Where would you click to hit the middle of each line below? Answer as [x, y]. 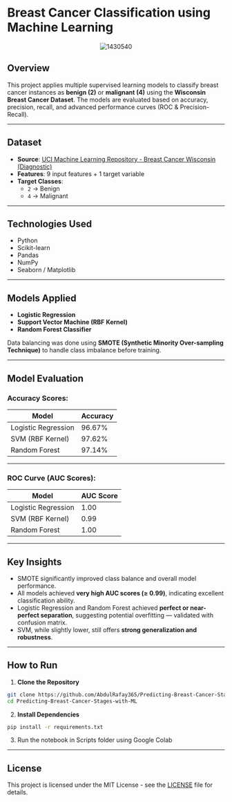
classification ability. [46, 600]
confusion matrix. [42, 622]
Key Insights [35, 562]
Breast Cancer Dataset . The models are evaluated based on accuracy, [108, 99]
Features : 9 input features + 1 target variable [81, 173]
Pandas [28, 255]
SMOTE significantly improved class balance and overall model [107, 578]
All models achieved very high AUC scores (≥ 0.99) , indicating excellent [120, 593]
